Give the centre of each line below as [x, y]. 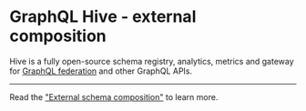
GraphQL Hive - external [103, 17]
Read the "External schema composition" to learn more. [114, 96]
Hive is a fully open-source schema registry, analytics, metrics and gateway [152, 61]
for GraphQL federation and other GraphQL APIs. [101, 71]
